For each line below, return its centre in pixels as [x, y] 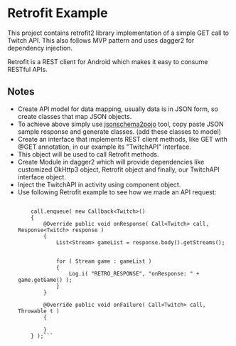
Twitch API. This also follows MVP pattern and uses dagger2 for [101, 40]
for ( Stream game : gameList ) [104, 261]
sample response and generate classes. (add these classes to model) [119, 131]
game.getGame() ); [45, 280]
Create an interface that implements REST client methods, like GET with [122, 139]
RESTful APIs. [27, 69]
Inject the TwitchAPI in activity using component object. [99, 184]
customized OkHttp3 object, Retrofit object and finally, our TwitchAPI [119, 169]
